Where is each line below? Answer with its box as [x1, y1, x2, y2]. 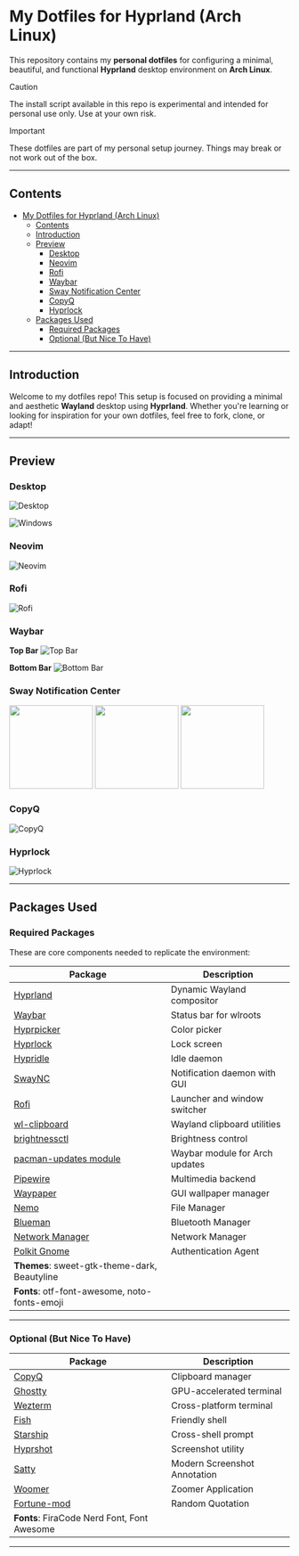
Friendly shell [171, 1414, 227, 1427]
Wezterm [13, 1399, 52, 1412]
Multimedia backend [170, 1172, 256, 1184]
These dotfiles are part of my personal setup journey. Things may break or [9, 143, 282, 153]
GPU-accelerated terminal [171, 1385, 282, 1397]
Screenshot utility [171, 1443, 245, 1455]
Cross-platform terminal [171, 1399, 273, 1412]
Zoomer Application [171, 1483, 254, 1495]
